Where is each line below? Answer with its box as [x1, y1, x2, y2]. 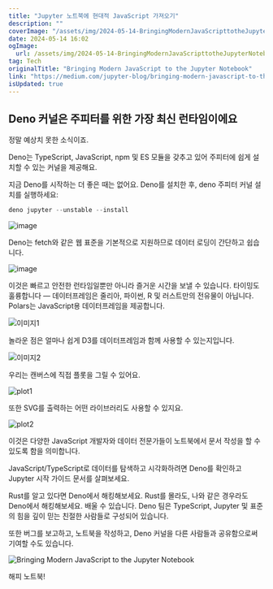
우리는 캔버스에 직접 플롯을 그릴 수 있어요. [8, 370, 141, 380]
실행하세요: [23, 190, 59, 200]
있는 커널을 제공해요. [32, 162, 97, 172]
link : [8, 72, 27, 80]
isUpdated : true [8, 80, 63, 88]
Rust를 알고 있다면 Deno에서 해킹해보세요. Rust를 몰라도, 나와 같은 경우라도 [8, 491, 249, 500]
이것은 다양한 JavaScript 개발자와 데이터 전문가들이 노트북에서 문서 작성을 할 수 [8, 436, 262, 446]
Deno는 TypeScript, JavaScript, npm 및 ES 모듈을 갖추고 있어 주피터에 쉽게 [8, 152, 251, 162]
